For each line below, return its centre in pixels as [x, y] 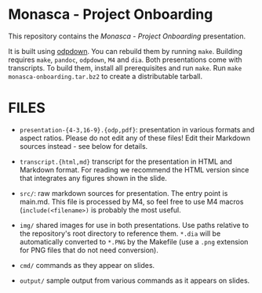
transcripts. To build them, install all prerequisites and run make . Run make [125, 67]
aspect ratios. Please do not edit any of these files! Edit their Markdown [135, 138]
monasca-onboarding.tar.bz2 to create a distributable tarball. [105, 76]
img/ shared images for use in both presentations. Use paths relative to [134, 225]
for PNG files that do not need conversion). [89, 250]
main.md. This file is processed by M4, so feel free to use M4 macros [131, 201]
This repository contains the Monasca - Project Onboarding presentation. [127, 36]
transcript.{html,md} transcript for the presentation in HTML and [126, 161]
